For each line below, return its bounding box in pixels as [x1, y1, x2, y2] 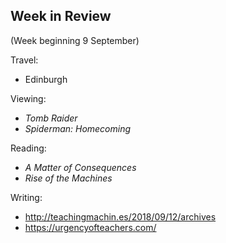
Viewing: [10, 92, 47, 104]
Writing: [10, 191, 43, 203]
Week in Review [10, 8, 112, 25]
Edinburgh [24, 73, 68, 85]
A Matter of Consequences [24, 161, 137, 173]
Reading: [10, 142, 47, 154]
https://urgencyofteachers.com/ [24, 221, 157, 233]
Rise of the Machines [24, 172, 113, 184]
